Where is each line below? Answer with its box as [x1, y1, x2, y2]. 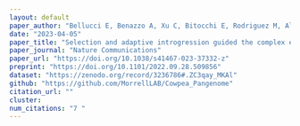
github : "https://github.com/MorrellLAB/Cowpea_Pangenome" [9, 79, 234, 88]
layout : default [9, 12, 70, 22]
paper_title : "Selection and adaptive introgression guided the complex [9, 37, 286, 47]
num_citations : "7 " [9, 104, 87, 113]
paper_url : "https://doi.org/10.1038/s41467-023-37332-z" [9, 54, 229, 63]
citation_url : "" [9, 87, 74, 96]
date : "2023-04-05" [9, 29, 82, 38]
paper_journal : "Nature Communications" [9, 46, 162, 55]
